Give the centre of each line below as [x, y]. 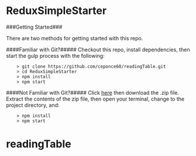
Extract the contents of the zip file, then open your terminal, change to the [95, 99]
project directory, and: [33, 105]
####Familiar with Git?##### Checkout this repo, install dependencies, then [98, 49]
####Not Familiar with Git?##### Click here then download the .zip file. [93, 92]
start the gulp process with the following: [55, 56]
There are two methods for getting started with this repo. [75, 38]
